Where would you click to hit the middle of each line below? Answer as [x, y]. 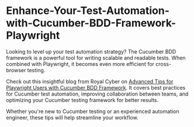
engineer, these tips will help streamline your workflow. [72, 117]
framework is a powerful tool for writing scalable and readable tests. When [96, 58]
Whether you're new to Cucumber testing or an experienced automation [93, 111]
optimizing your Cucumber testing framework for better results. [82, 100]
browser [16, 70]
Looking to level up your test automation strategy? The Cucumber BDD [91, 51]
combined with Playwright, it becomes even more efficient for [80, 64]
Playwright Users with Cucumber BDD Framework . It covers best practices [96, 87]
